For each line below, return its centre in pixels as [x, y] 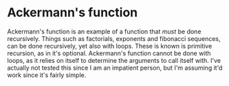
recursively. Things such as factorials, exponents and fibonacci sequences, [114, 38]
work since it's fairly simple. [47, 75]
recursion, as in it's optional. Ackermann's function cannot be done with [109, 53]
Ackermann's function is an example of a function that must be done [104, 31]
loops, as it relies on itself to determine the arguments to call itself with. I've [114, 60]
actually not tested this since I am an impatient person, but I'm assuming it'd [115, 68]
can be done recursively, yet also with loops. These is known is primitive [110, 46]
